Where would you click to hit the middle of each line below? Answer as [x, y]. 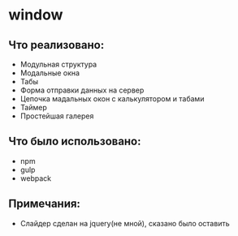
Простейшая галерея [57, 116]
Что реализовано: [56, 45]
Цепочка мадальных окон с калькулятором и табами [112, 99]
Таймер [33, 107]
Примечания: [45, 204]
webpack [35, 178]
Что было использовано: [75, 142]
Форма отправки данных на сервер [82, 90]
